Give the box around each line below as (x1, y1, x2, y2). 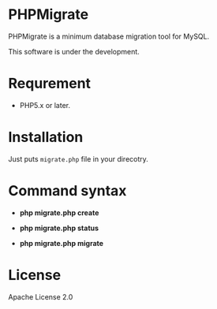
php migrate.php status (19, 223, 99, 233)
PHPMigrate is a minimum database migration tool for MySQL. (8, 32, 210, 41)
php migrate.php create (19, 207, 99, 218)
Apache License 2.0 (8, 292, 73, 301)
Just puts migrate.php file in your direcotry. (8, 154, 148, 163)
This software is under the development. (8, 47, 140, 56)
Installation (8, 128, 84, 147)
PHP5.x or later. (19, 100, 71, 110)
